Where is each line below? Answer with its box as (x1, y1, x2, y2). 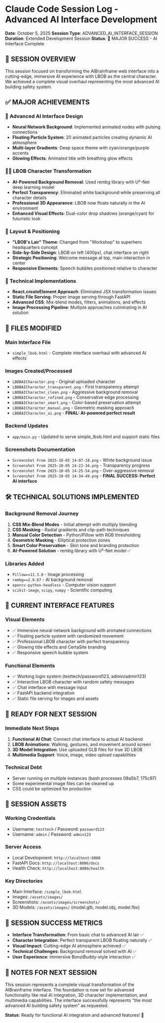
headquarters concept (12, 244, 58, 250)
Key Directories (5, 877, 43, 884)
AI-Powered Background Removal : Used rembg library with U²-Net (12, 179, 150, 185)
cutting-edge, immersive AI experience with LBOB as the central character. (5, 73, 157, 79)
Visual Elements (5, 616, 45, 623)
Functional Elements (5, 662, 55, 669)
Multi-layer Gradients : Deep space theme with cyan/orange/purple (12, 145, 149, 151)
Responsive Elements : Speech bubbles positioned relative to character (12, 265, 158, 272)
